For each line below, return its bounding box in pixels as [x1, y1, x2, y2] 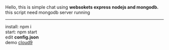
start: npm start [5, 29, 37, 35]
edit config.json [5, 34, 39, 40]
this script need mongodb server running [5, 9, 91, 15]
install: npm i [5, 24, 32, 29]
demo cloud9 [5, 40, 33, 45]
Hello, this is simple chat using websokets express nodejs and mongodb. [5, 4, 159, 10]
